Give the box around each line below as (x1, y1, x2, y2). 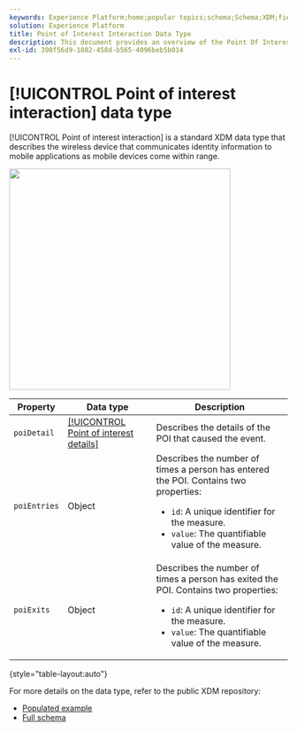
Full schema (21, 712, 66, 723)
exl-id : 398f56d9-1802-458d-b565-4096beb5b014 (9, 46, 184, 55)
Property (17, 401, 56, 413)
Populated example (21, 703, 93, 713)
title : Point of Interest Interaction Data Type (9, 29, 192, 38)
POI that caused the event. (156, 433, 267, 445)
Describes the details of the (156, 421, 271, 434)
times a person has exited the (156, 573, 278, 585)
